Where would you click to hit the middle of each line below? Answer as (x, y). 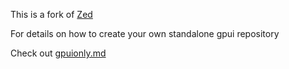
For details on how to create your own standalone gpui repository (145, 33)
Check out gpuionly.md (58, 53)
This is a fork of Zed (51, 14)
